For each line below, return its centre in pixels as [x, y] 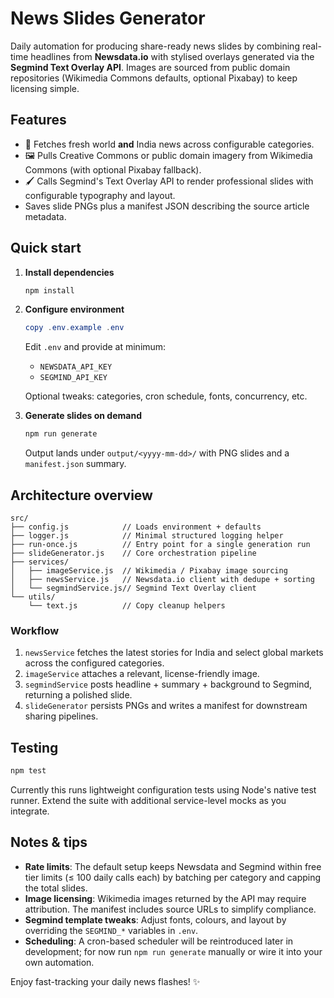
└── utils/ [33, 597]
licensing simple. [45, 88]
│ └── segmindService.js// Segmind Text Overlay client [133, 588]
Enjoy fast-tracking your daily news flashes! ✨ [105, 981]
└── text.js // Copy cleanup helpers [127, 606]
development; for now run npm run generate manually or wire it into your [173, 951]
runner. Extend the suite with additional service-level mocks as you [148, 800]
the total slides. [56, 888]
